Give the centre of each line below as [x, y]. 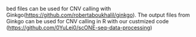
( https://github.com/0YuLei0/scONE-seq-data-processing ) [79, 27]
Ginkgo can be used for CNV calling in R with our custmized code [87, 21]
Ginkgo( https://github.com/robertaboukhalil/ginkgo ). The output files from [98, 15]
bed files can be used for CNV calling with [59, 9]
